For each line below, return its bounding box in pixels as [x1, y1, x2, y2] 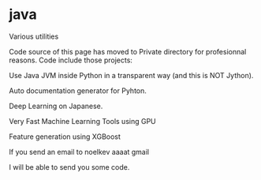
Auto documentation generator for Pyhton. [9, 85, 147, 96]
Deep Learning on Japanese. [9, 101, 103, 111]
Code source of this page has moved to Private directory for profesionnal [9, 47, 247, 56]
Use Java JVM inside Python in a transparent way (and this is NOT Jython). [9, 70, 254, 80]
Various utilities [9, 32, 59, 41]
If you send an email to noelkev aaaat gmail [9, 147, 150, 156]
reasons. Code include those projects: [9, 55, 133, 65]
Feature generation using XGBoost [9, 132, 121, 141]
